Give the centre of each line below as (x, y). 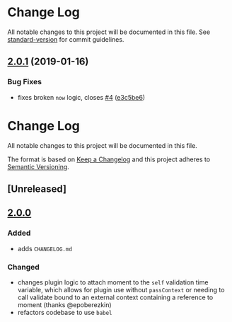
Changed (24, 267)
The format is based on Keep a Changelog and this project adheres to (109, 159)
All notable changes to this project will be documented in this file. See (109, 32)
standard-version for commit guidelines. (66, 39)
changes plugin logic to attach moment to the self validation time (113, 282)
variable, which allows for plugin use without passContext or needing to (121, 289)
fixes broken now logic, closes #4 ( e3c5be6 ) (81, 97)
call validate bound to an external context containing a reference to (115, 297)
